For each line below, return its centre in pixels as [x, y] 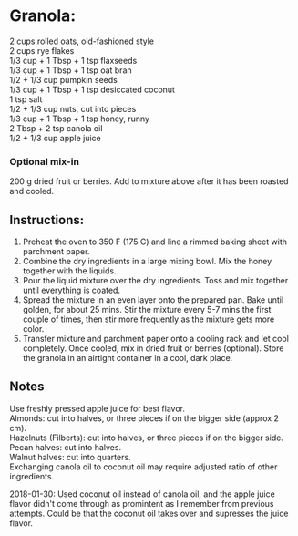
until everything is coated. [72, 290]
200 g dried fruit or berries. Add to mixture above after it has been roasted [149, 181]
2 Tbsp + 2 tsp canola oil [56, 128]
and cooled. [32, 191]
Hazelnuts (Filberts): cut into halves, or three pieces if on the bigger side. [147, 438]
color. [33, 329]
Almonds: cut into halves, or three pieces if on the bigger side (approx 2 [144, 418]
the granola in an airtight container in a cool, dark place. [128, 358]
